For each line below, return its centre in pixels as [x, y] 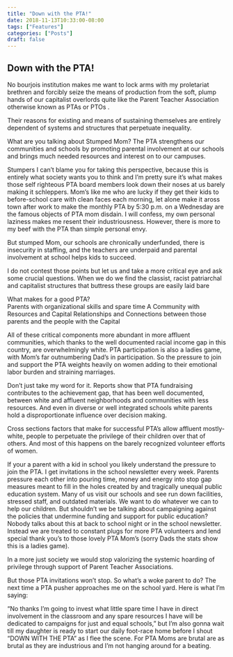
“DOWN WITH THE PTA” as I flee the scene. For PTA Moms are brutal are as [116, 638]
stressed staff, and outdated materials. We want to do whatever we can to [113, 501]
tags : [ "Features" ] [35, 27]
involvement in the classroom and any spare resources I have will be [105, 616]
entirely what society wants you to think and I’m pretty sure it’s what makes [115, 177]
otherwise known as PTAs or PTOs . [58, 107]
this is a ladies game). [38, 545]
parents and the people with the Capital [64, 321]
